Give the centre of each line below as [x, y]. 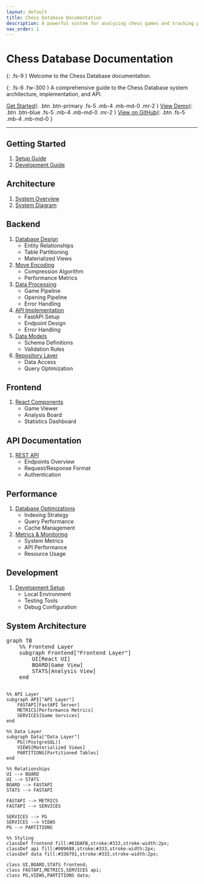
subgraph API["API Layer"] [40, 700]
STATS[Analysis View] [64, 671]
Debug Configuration [50, 607]
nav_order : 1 [23, 29]
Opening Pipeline [46, 297]
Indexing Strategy [46, 515]
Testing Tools [41, 600]
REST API [27, 455]
